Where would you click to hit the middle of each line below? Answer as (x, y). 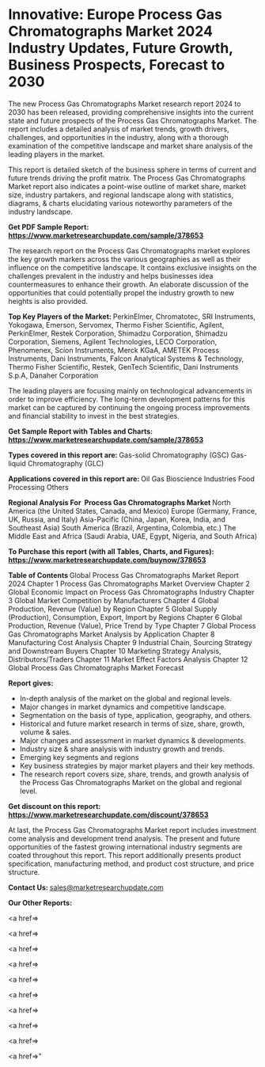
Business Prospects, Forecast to (117, 65)
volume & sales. (45, 732)
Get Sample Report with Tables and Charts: (80, 431)
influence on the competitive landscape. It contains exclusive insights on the (132, 268)
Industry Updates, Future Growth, (121, 48)
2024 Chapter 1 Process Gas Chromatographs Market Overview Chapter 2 (129, 583)
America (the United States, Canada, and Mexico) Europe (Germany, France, (132, 511)
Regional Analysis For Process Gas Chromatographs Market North (119, 502)
